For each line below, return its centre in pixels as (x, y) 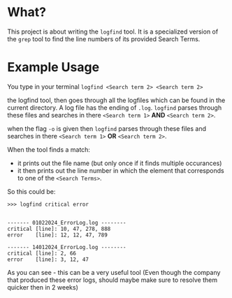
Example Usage (53, 68)
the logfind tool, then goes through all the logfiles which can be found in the (116, 100)
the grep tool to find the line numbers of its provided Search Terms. (104, 38)
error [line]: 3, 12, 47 (48, 260)
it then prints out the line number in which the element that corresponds (121, 170)
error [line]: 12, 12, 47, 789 (58, 235)
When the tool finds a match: (49, 149)
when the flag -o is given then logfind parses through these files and (107, 128)
